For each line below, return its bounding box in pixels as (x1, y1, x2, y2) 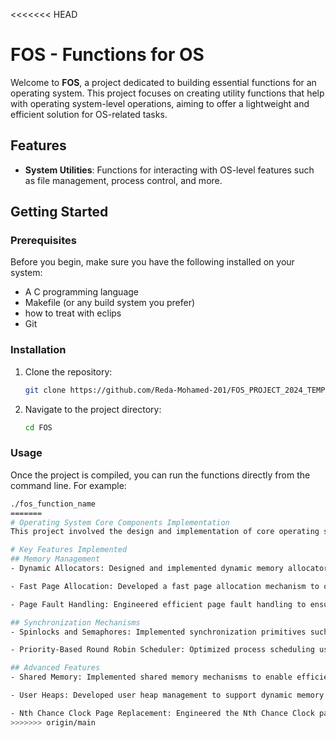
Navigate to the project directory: (24, 403, 162, 415)
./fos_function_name (10, 499, 97, 509)
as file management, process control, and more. (24, 174, 223, 186)
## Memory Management (10, 554, 101, 564)
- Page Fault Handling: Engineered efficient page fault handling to (10, 599, 307, 609)
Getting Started (10, 204, 109, 221)
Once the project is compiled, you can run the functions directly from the (10, 469, 311, 481)
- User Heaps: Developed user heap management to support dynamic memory (10, 690, 325, 701)
